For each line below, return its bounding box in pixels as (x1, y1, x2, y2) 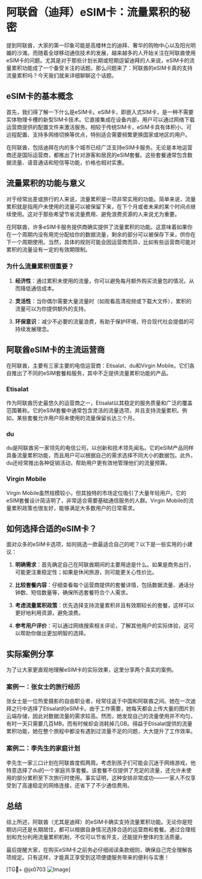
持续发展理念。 (14, 325, 52, 332)
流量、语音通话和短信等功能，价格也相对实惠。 (11, 159, 127, 166)
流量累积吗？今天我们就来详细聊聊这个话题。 (6, 72, 117, 79)
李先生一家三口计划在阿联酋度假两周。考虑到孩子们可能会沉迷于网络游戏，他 (6, 759, 196, 766)
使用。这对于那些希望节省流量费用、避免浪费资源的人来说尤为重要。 (11, 210, 180, 218)
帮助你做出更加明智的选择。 (20, 629, 89, 637)
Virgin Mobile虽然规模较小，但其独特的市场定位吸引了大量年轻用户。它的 (6, 489, 186, 496)
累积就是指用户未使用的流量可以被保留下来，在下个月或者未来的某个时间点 (6, 203, 191, 210)
